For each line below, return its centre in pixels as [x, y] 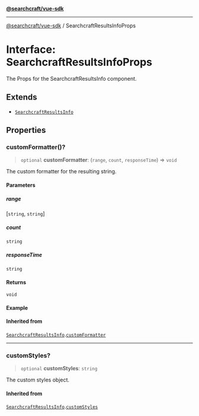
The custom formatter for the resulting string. [61, 172]
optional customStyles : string [59, 369]
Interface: [31, 50]
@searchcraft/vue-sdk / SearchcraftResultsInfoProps [71, 26]
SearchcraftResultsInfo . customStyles [52, 407]
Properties [26, 130]
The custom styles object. [38, 380]
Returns [16, 282]
